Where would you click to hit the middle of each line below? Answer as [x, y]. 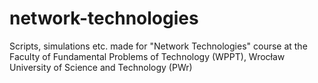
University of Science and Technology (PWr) [101, 67]
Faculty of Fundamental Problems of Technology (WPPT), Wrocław [147, 56]
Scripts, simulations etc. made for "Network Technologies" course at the [158, 46]
